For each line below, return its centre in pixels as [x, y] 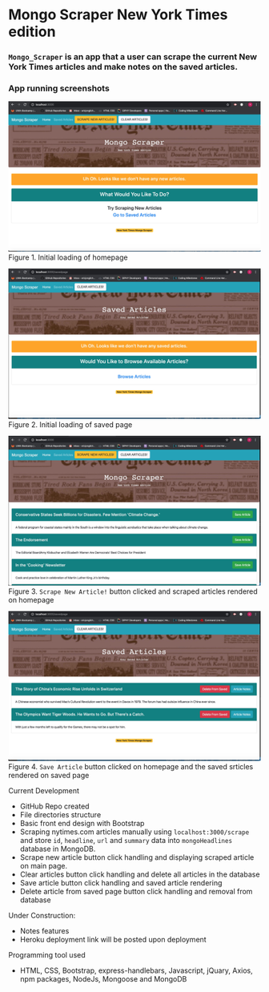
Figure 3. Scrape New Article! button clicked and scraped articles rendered [133, 591]
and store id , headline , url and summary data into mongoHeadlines [126, 840]
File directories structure [60, 814]
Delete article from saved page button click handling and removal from [136, 891]
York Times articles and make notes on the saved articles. [123, 67]
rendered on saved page [49, 775]
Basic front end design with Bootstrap [82, 823]
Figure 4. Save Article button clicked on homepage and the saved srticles [131, 766]
